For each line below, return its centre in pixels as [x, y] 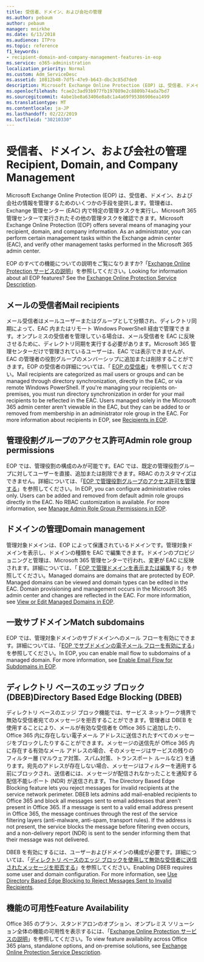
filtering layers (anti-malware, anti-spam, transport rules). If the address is [99, 820]
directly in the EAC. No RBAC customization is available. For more [88, 502]
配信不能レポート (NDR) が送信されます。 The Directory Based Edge [90, 781]
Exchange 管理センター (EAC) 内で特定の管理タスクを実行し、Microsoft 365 [101, 211]
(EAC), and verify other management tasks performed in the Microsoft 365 [100, 245]
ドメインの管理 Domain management [76, 529]
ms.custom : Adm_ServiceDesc [42, 74]
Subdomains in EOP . [32, 667]
